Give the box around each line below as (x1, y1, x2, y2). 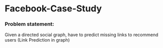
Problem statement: (5, 21, 54, 28)
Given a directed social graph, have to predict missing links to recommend (5, 32, 159, 38)
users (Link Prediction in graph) (5, 37, 70, 43)
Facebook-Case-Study (5, 3, 102, 14)
